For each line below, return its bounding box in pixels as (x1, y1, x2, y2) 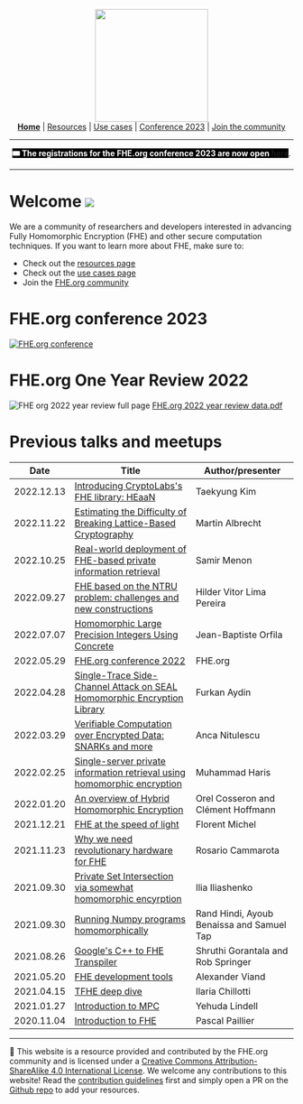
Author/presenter (204, 464, 281, 477)
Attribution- (215, 1055, 258, 1066)
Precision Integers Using (74, 628, 179, 641)
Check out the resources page (22, 257, 136, 268)
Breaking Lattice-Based (74, 516, 176, 529)
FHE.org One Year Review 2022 (9, 370, 250, 391)
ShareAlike (9, 1065, 50, 1076)
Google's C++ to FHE (74, 944, 164, 957)
